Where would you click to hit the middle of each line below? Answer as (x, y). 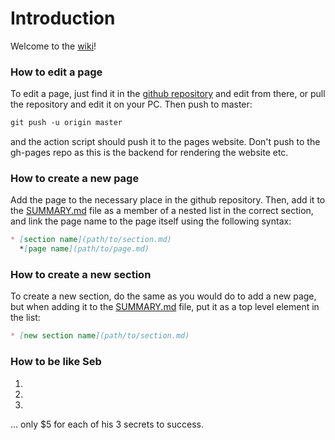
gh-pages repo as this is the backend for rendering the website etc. (149, 153)
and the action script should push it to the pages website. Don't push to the (165, 142)
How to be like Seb (56, 362)
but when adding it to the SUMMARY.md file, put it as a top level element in (165, 307)
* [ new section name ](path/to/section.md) (100, 336)
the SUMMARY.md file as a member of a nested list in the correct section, (162, 211)
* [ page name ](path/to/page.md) (84, 249)
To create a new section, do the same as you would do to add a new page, (163, 296)
